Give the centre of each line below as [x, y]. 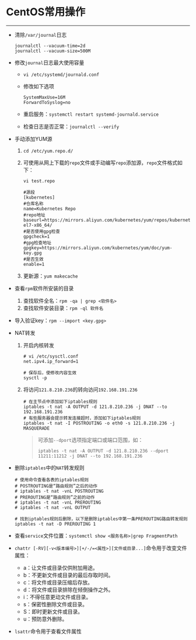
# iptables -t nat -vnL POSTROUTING [59, 491]
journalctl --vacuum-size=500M [52, 51]
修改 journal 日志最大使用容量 [49, 63]
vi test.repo [39, 181]
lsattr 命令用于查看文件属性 [48, 631]
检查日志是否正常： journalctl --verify [71, 126]
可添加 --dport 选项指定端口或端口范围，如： [90, 440]
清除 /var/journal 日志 [41, 34]
